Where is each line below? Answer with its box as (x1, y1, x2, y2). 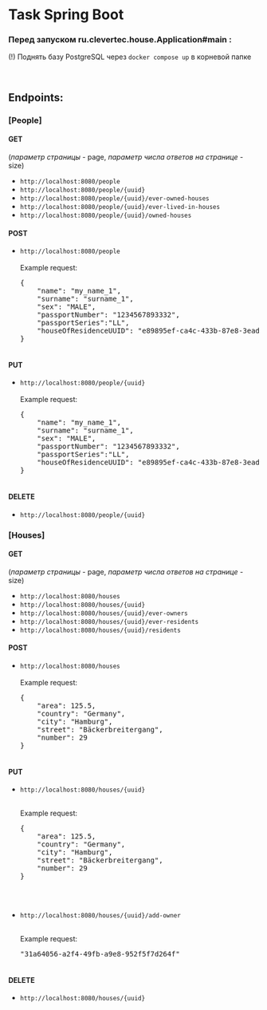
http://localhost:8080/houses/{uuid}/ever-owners (19, 609, 189, 617)
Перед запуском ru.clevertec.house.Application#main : (8, 34, 233, 45)
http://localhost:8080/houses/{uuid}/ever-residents (19, 617, 199, 625)
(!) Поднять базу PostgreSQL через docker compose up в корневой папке (8, 52, 252, 61)
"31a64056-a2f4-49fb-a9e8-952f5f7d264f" (19, 949, 181, 959)
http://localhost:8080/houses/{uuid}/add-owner (19, 912, 181, 920)
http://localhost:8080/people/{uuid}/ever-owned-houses (19, 195, 210, 203)
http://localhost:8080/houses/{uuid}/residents (19, 626, 181, 634)
